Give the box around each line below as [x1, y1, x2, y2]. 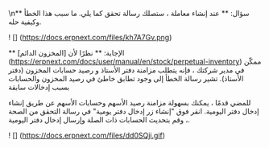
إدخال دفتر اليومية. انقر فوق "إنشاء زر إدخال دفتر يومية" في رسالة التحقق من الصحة [8, 106, 259, 116]
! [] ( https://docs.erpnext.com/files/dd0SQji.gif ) [8, 130, 166, 140]
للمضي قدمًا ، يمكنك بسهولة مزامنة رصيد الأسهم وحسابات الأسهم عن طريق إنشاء [8, 98, 251, 107]
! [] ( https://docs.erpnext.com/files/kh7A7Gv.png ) [8, 33, 172, 42]
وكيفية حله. [8, 17, 42, 27]
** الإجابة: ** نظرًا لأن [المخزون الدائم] [8, 48, 125, 57]
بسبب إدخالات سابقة [8, 82, 70, 92]
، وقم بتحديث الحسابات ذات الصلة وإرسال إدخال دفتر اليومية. [8, 115, 191, 125]
